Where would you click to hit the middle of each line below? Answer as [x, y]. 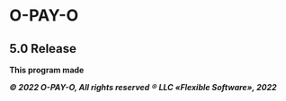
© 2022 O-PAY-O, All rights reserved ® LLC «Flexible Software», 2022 [143, 87]
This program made [47, 70]
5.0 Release [43, 49]
